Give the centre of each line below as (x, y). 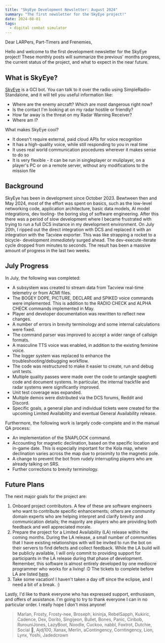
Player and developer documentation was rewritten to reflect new (79, 313)
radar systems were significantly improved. (56, 387)
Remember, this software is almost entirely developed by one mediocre (84, 564)
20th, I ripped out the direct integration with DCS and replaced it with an (78, 229)
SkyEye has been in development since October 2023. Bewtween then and (81, 198)
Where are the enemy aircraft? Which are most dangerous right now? (82, 104)
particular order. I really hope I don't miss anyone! (55, 605)
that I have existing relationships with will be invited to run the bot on (82, 543)
